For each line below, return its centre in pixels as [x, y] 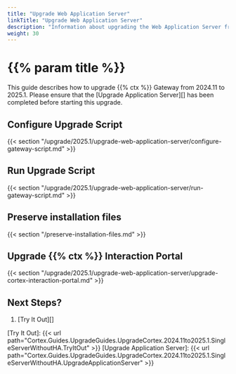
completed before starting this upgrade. [65, 102]
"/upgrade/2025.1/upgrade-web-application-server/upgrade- [130, 273]
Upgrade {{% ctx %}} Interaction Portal [95, 256]
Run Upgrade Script [51, 171]
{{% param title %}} [66, 68]
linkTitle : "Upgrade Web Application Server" [75, 20]
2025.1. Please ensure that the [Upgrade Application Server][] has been [111, 95]
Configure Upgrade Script [65, 125]
